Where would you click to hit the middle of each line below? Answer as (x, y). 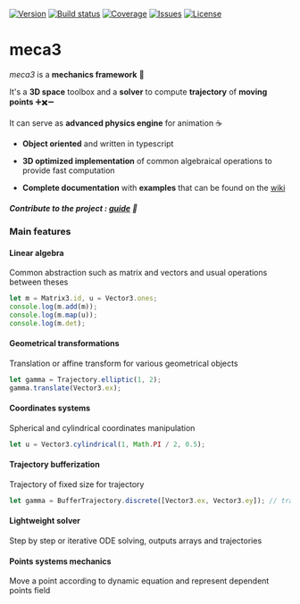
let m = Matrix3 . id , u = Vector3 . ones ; (83, 299)
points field (30, 591)
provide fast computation (68, 170)
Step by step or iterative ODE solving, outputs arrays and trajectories (136, 541)
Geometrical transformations (64, 343)
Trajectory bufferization (54, 465)
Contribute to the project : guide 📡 (74, 208)
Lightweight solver (45, 521)
